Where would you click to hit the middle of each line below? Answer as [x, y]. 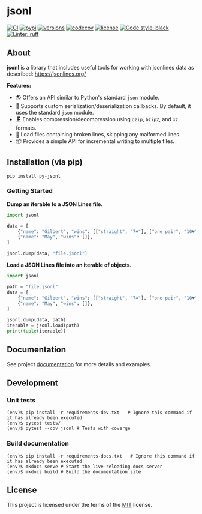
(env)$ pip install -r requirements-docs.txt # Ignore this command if [101, 456]
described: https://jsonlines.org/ [46, 74]
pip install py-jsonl [34, 176]
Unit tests [21, 401]
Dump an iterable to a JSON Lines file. [55, 204]
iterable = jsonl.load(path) [43, 325]
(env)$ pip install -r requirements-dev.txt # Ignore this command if [100, 413]
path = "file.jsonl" [33, 286]
